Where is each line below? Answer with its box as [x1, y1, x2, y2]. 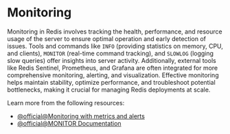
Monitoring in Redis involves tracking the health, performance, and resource [7, 27, 222, 36]
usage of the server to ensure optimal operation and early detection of [7, 34, 206, 42]
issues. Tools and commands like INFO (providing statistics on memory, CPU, [7, 42, 223, 50]
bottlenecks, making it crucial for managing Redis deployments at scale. [7, 85, 211, 94]
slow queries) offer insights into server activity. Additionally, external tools [7, 56, 216, 64]
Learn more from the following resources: [7, 98, 125, 107]
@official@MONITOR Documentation [16, 119, 122, 127]
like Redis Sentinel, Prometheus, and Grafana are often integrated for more [7, 64, 218, 72]
